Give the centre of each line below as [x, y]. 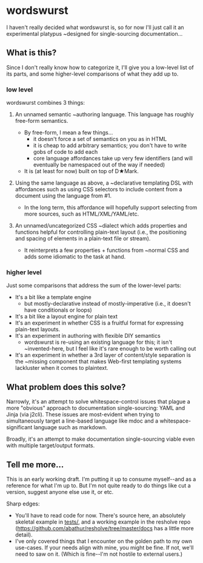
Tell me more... [35, 465]
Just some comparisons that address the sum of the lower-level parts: [94, 286]
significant [19, 427]
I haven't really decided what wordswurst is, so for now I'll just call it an [95, 27]
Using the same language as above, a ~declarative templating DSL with [104, 183]
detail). [24, 535]
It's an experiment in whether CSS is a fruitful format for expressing [99, 323]
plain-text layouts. [38, 329]
